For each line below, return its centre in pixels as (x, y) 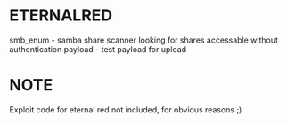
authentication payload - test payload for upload (98, 49)
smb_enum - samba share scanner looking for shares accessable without (144, 40)
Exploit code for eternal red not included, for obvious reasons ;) (126, 109)
